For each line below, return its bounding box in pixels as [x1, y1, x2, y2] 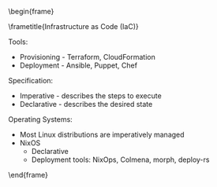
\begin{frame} [8, 7, 54, 16]
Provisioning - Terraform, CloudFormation [19, 53, 155, 61]
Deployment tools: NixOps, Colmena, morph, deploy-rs [31, 155, 210, 164]
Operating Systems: [8, 115, 73, 124]
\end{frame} [8, 170, 49, 179]
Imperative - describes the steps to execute [19, 91, 162, 101]
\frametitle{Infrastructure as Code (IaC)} [8, 22, 140, 31]
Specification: [8, 76, 54, 85]
